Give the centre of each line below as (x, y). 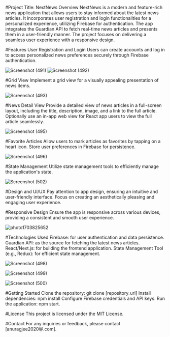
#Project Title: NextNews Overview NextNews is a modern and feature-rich (84, 7)
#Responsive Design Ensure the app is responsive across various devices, (83, 212)
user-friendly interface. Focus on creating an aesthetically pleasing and (80, 197)
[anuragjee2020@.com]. (31, 329)
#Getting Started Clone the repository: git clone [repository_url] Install (78, 293)
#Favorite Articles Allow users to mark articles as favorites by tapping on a (83, 141)
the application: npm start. (33, 304)
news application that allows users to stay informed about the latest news (82, 13)
